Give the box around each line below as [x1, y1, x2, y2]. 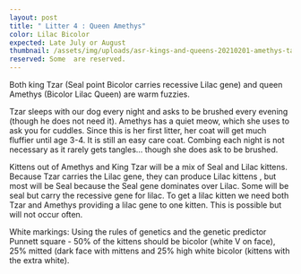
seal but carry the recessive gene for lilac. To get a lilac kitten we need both [9, 190, 289, 201]
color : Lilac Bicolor [9, 30, 90, 39]
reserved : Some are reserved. [9, 55, 126, 64]
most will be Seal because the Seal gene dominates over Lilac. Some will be [9, 181, 289, 191]
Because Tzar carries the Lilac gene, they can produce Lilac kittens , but [9, 171, 277, 182]
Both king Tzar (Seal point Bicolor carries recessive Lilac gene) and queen [9, 80, 283, 90]
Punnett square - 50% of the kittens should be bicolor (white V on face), [9, 236, 276, 246]
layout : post [9, 13, 58, 22]
